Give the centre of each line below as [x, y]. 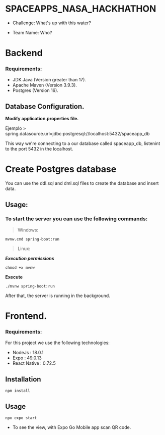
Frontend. [26, 316]
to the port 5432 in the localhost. [39, 149]
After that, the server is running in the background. [58, 296]
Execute [14, 277]
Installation [23, 379]
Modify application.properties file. [42, 119]
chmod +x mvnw [20, 268]
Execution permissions [30, 258]
